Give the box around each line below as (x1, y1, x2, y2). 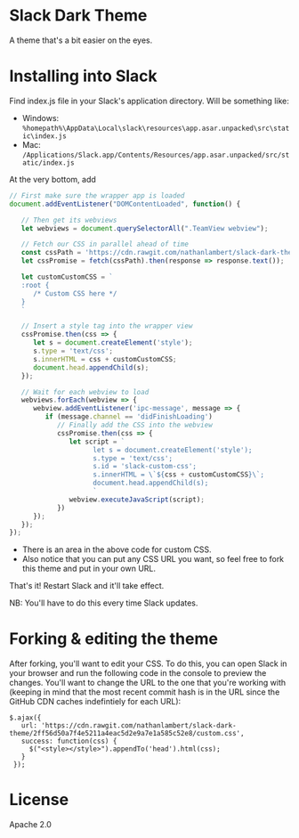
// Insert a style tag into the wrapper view (20, 321, 193, 330)
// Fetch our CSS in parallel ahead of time (20, 240, 190, 249)
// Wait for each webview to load (20, 387, 149, 396)
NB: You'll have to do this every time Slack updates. (9, 598, 198, 608)
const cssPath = (20, 248, 82, 257)
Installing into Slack (9, 66, 158, 86)
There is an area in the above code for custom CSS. (21, 544, 212, 555)
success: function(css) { (20, 736, 117, 746)
